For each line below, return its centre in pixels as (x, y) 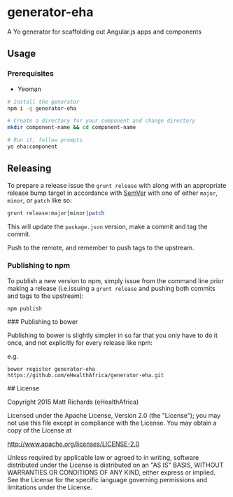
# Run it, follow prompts (45, 140)
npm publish (24, 308)
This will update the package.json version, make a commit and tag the (107, 226)
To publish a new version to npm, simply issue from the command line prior (115, 280)
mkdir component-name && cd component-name (72, 128)
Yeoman (29, 89)
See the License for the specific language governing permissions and (107, 479)
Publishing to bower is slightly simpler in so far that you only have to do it (113, 335)
